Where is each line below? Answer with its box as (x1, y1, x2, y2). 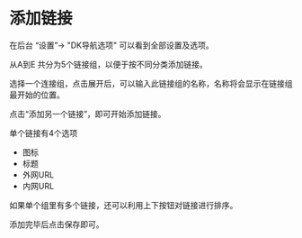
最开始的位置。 (9, 89, 65, 100)
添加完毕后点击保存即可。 (9, 218, 104, 230)
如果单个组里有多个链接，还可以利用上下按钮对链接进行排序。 (9, 199, 238, 210)
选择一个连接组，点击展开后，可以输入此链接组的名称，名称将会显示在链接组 (9, 78, 293, 88)
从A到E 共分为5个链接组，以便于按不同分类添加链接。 (9, 59, 209, 69)
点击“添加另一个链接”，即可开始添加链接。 (9, 108, 166, 119)
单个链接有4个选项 (9, 127, 78, 138)
